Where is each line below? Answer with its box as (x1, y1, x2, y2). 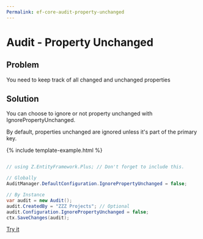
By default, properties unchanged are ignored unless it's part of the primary (6, 128, 197, 135)
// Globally (6, 175, 37, 181)
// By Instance (6, 192, 45, 198)
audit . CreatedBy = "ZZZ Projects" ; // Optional (6, 203, 130, 209)
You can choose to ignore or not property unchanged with (6, 110, 153, 117)
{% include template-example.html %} (6, 146, 103, 154)
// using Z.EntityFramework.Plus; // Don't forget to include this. (6, 164, 185, 170)
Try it (6, 226, 20, 233)
